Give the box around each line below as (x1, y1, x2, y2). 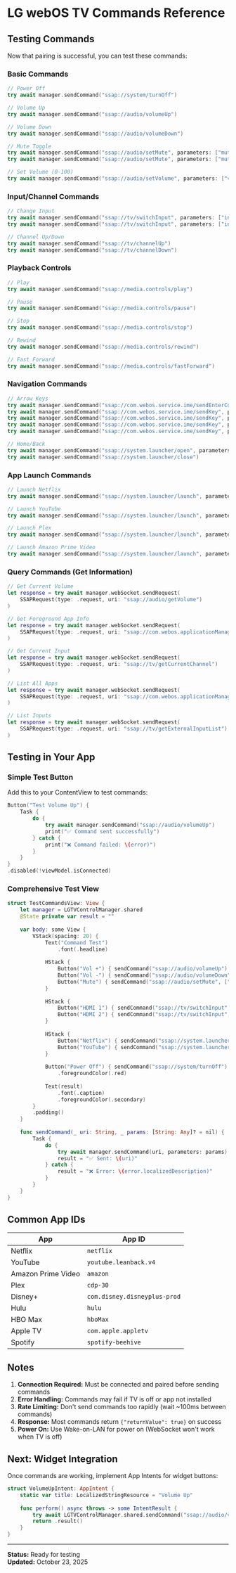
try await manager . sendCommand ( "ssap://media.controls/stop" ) (7, 324, 193, 331)
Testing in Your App (7, 751, 96, 764)
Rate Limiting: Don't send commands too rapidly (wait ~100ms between (17, 1403, 226, 1411)
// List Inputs (7, 712, 52, 719)
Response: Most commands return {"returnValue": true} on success (17, 1418, 222, 1426)
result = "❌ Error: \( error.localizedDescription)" (57, 1168, 213, 1175)
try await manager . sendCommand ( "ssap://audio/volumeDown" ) (7, 130, 184, 137)
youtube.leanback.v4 (86, 1259, 156, 1266)
